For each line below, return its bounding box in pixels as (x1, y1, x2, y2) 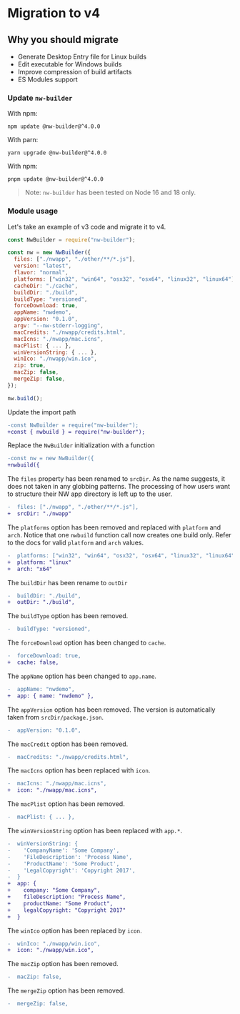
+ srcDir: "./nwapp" (7, 510, 72, 517)
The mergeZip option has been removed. (7, 986, 125, 995)
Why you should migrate (7, 34, 119, 46)
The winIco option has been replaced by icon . (7, 926, 142, 935)
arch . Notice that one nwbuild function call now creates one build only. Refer (7, 530, 232, 539)
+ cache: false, (7, 659, 59, 666)
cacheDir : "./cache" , (14, 282, 79, 289)
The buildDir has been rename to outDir (7, 578, 128, 587)
